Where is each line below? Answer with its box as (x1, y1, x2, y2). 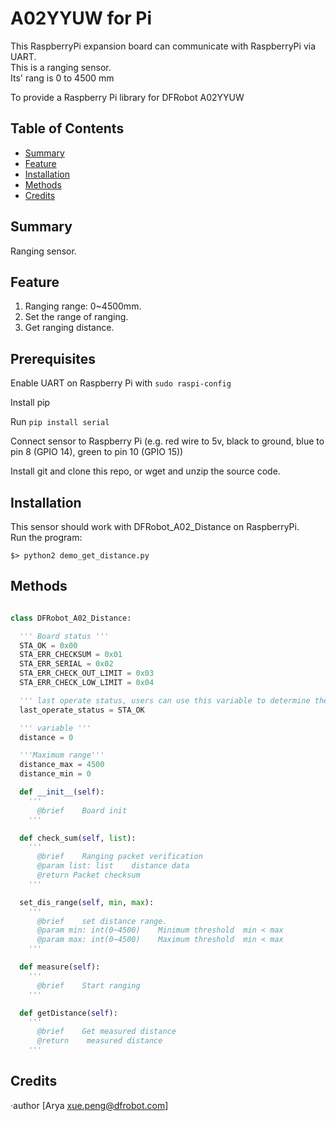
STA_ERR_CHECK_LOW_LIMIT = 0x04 (19, 678, 155, 688)
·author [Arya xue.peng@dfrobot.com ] (10, 1099, 169, 1111)
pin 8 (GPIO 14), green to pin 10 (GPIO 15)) (10, 446, 184, 458)
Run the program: (10, 532, 83, 543)
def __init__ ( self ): (19, 787, 105, 797)
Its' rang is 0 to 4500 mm (10, 72, 115, 84)
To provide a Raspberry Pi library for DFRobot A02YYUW (10, 91, 245, 103)
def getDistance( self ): (19, 1008, 118, 1018)
